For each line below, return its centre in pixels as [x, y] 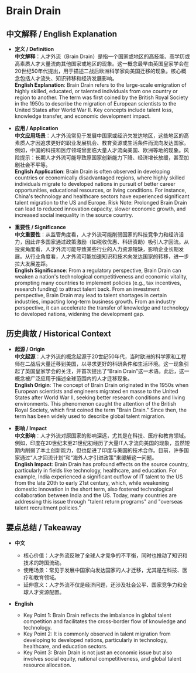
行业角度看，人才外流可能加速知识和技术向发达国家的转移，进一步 [109, 256]
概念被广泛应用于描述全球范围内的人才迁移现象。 [73, 378]
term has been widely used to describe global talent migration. [90, 416]
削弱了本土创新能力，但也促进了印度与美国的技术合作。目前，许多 [104, 450]
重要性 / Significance [40, 227]
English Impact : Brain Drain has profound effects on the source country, [102, 464]
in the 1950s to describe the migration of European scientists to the [95, 103]
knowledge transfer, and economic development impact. [82, 116]
